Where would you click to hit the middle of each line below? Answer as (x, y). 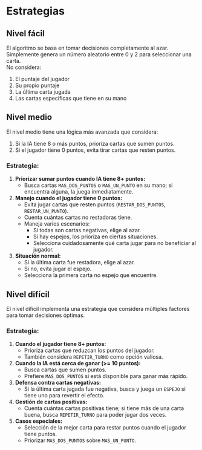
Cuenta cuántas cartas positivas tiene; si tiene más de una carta (104, 408)
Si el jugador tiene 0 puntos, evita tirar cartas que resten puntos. (95, 150)
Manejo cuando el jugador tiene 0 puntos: (69, 198)
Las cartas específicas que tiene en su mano (71, 98)
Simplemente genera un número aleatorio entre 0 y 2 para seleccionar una (99, 54)
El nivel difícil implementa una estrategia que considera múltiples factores (98, 308)
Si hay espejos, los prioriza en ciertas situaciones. (96, 236)
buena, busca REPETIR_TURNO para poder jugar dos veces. (95, 415)
